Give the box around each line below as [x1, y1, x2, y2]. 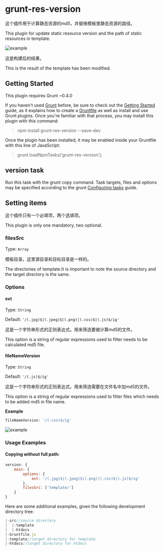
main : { [14, 467, 30, 472]
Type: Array [5, 246, 29, 252]
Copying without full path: [5, 451, 60, 457]
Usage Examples [5, 439, 46, 446]
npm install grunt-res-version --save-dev [17, 127, 101, 133]
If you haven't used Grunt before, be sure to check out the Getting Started [5, 102, 155, 108]
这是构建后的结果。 [5, 55, 44, 61]
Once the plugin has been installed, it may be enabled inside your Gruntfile [5, 137, 157, 143]
